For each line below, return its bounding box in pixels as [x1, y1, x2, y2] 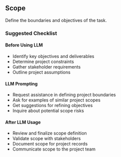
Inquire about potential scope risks [12, 107, 84, 114]
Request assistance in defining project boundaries [12, 92, 116, 98]
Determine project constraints [12, 58, 74, 64]
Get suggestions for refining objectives [12, 102, 93, 108]
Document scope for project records [12, 141, 88, 147]
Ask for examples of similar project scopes [12, 97, 101, 103]
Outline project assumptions [12, 69, 71, 75]
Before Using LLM [5, 42, 43, 48]
